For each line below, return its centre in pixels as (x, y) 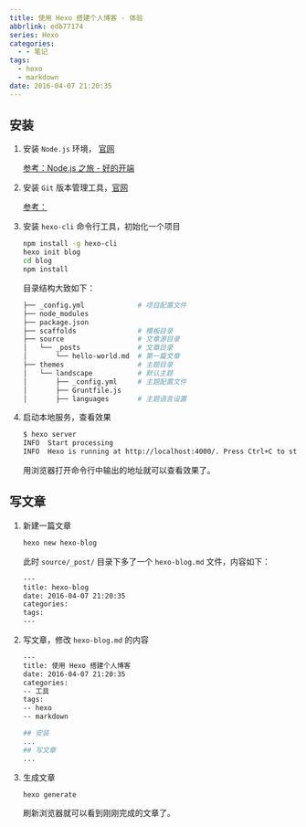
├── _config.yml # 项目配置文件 (105, 305)
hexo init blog (52, 252)
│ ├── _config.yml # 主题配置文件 (105, 382)
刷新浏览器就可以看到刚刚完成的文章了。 (99, 813)
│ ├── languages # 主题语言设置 (105, 398)
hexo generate (49, 795)
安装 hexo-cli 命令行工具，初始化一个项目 (101, 227)
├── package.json (56, 322)
